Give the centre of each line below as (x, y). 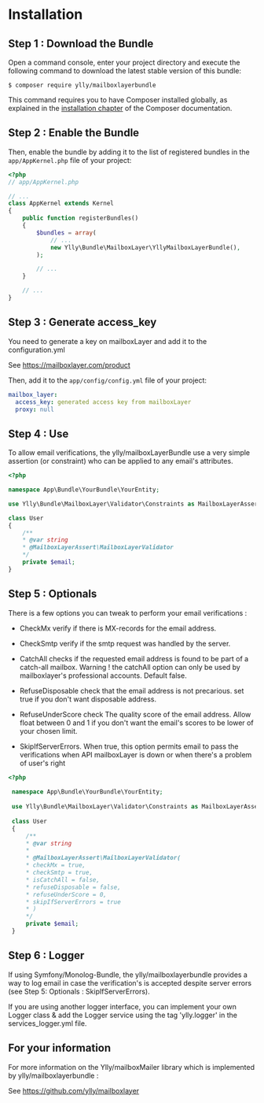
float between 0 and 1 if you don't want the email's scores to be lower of (136, 723)
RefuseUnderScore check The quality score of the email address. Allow (135, 714)
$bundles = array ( (66, 233)
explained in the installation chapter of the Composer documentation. (120, 108)
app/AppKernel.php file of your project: (70, 160)
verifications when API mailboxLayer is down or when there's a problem (136, 754)
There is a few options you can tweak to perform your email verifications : (128, 613)
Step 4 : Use (38, 433)
